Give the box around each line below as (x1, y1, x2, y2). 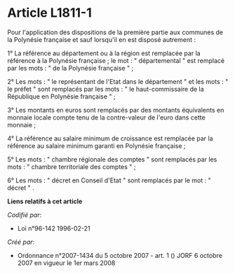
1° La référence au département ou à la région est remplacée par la (7, 49, 201, 57)
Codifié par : (7, 210, 42, 219)
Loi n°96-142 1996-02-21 (17, 224, 90, 232)
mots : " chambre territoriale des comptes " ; (7, 162, 136, 171)
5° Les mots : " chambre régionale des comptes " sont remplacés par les (7, 155, 217, 164)
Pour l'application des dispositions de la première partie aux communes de (7, 28, 223, 36)
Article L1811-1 (7, 5, 93, 21)
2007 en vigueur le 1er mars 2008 (17, 259, 116, 267)
